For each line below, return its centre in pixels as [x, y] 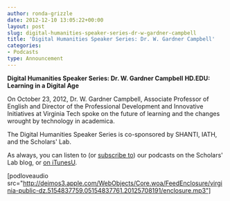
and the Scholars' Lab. [39, 142]
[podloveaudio [28, 175]
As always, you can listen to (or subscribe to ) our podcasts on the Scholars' [115, 155]
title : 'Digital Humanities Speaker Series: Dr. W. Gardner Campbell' [111, 39]
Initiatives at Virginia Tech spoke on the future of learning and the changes [114, 113]
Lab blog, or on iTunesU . [42, 162]
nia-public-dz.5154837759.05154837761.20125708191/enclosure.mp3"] [109, 190]
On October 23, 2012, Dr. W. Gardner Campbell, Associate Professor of [108, 99]
